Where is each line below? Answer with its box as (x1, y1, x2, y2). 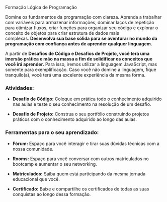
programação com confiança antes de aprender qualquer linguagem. (5, 41, 152, 47)
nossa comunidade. (12, 146, 54, 152)
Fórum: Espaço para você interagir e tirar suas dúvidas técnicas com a (12, 141, 160, 147)
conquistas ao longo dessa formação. (12, 191, 91, 197)
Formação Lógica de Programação (5, 5, 77, 10)
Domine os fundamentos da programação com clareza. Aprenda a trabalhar (5, 14, 162, 20)
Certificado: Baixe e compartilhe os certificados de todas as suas (12, 186, 149, 192)
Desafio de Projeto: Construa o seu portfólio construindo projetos (12, 111, 149, 117)
